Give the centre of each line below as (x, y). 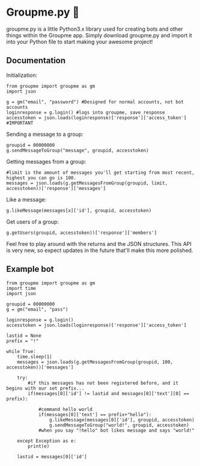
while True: (21, 351)
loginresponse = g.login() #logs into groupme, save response (86, 112)
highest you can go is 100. (41, 178)
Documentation (36, 60)
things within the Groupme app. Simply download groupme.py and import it (99, 35)
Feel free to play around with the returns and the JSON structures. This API (99, 244)
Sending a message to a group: (45, 134)
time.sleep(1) (35, 357)
